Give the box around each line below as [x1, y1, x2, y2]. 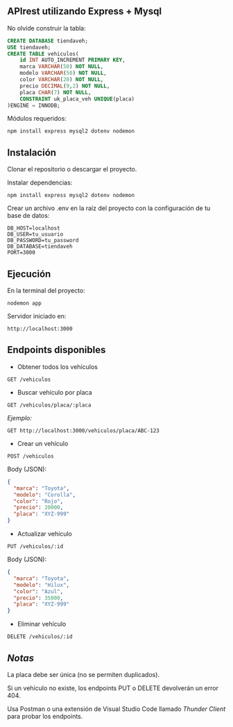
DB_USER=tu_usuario [7, 231, 64, 238]
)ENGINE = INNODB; [7, 102, 60, 109]
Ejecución [7, 268, 51, 280]
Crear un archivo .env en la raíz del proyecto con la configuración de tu [7, 204, 211, 212]
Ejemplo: [7, 413, 33, 422]
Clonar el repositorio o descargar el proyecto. [7, 165, 137, 173]
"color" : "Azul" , [13, 588, 64, 595]
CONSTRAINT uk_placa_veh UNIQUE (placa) [19, 95, 135, 103]
